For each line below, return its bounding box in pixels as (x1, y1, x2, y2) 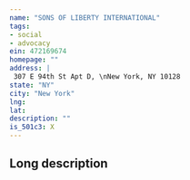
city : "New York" (9, 89, 75, 98)
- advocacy (9, 38, 51, 48)
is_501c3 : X (9, 123, 55, 132)
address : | (9, 64, 51, 73)
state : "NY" (9, 81, 55, 90)
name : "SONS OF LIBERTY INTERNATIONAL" (9, 13, 161, 23)
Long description (9, 156, 108, 172)
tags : (9, 22, 30, 31)
